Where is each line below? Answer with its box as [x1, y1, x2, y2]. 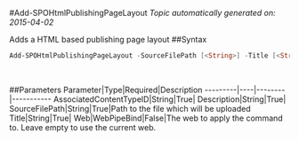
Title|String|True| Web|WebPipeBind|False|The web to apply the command [9, 113, 283, 123]
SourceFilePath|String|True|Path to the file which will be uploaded [9, 103, 251, 114]
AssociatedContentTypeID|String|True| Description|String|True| [53, 93, 287, 105]
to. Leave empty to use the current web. [9, 121, 157, 132]
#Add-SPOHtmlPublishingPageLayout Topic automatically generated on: [9, 8, 276, 18]
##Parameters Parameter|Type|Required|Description [9, 84, 203, 95]
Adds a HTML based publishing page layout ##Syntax [9, 35, 207, 44]
